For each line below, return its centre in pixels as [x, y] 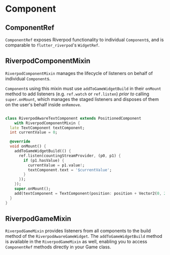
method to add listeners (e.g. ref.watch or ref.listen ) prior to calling [77, 94]
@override [20, 142]
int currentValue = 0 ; [34, 132]
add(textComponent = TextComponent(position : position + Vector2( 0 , [88, 193]
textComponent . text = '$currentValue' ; [70, 170]
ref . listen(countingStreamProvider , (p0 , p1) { [70, 156]
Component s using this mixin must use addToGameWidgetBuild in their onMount [83, 88]
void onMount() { [28, 147]
